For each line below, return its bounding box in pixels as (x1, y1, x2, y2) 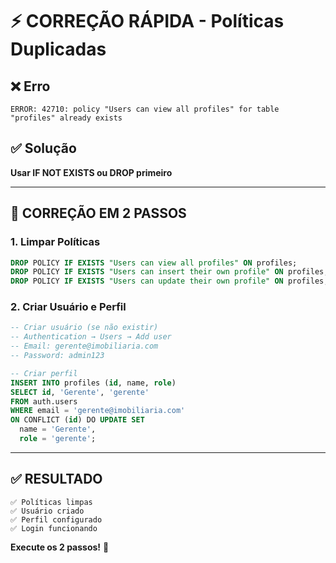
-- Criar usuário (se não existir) (10, 323, 159, 333)
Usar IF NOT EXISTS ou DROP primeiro (10, 166, 173, 178)
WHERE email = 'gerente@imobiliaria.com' (10, 406, 186, 416)
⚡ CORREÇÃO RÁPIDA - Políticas (10, 10, 285, 33)
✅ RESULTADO (10, 471, 103, 488)
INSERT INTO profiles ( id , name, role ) (10, 378, 177, 388)
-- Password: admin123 (10, 351, 105, 361)
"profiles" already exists (10, 113, 123, 123)
